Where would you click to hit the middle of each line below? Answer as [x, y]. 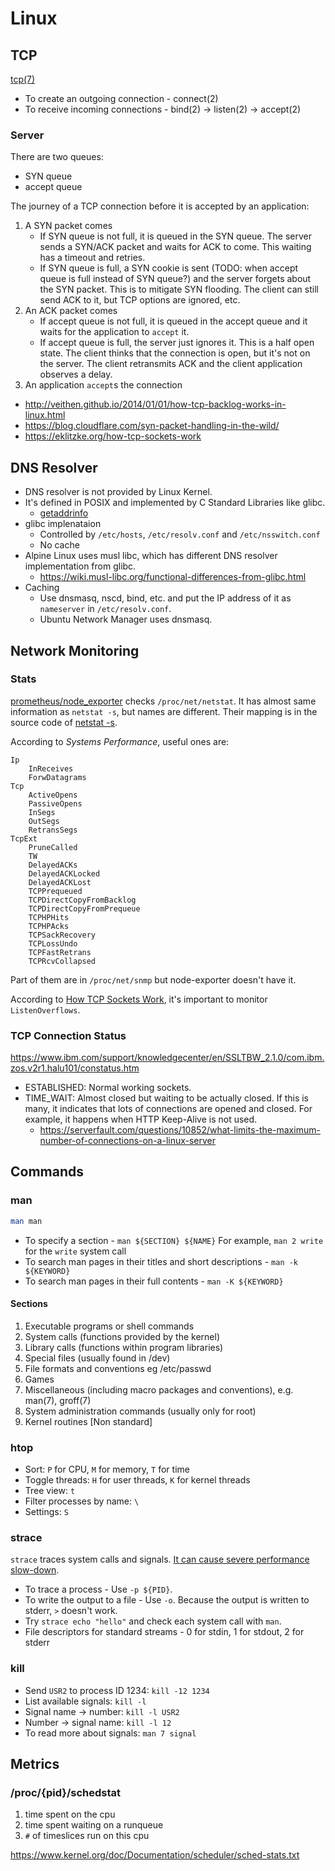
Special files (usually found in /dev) [97, 1358]
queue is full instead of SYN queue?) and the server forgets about [175, 279]
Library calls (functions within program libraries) [124, 1347]
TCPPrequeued [55, 891]
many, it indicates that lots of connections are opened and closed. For [168, 1109]
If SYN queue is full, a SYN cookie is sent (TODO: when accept [169, 268]
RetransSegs [53, 830]
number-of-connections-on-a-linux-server [128, 1141]
